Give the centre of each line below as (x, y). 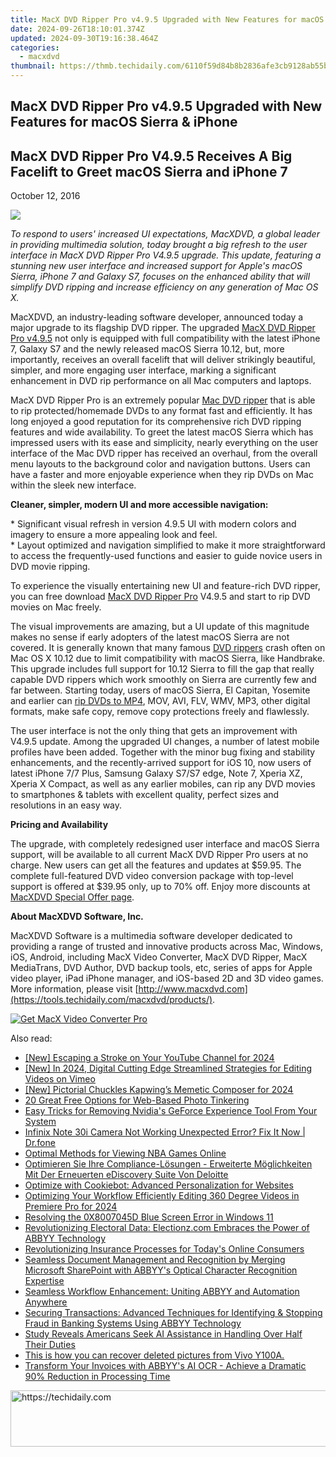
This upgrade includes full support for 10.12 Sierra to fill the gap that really (162, 669)
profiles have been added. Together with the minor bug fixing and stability (163, 752)
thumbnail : (33, 66)
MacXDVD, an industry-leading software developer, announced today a (157, 317)
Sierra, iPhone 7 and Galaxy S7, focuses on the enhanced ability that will (160, 277)
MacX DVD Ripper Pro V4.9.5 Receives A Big (151, 156)
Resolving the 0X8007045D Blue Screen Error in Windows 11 (149, 1217)
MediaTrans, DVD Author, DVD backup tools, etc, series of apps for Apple (161, 968)
